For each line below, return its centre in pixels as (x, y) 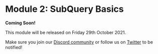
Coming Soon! (21, 23)
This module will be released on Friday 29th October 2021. (66, 32)
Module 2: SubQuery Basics (64, 9)
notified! (14, 47)
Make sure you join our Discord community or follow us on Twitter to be (79, 42)
